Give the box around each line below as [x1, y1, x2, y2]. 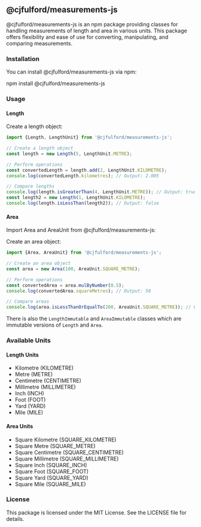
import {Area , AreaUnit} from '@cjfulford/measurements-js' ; [6, 249, 162, 256]
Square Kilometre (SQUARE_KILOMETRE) [14, 436, 117, 443]
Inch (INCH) [14, 390, 45, 397]
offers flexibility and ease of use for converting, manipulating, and [6, 33, 169, 41]
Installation [6, 54, 40, 63]
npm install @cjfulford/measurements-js [6, 80, 105, 87]
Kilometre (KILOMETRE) [14, 364, 74, 371]
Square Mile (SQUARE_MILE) [14, 480, 86, 488]
